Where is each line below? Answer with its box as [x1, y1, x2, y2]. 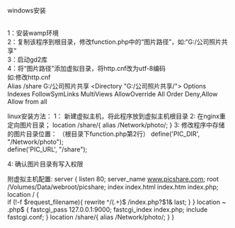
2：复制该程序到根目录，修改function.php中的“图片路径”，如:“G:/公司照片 [7, 38, 222, 46]
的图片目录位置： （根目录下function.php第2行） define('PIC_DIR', [7, 130, 200, 138]
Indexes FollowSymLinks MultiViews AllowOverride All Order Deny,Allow [7, 90, 218, 98]
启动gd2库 [17, 55, 48, 64]
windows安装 [7, 6, 46, 14]
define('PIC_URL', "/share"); [7, 145, 88, 154]
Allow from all [7, 98, 47, 106]
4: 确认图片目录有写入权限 [7, 160, 84, 168]
